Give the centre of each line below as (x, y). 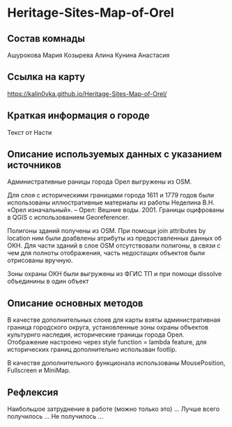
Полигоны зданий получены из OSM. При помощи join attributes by (107, 231)
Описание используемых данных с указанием (115, 154)
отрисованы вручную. (40, 260)
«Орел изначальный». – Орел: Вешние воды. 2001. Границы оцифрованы (116, 210)
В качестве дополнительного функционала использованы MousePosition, (116, 363)
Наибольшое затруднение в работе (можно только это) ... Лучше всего (114, 409)
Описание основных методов (75, 303)
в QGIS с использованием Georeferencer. (69, 218)
